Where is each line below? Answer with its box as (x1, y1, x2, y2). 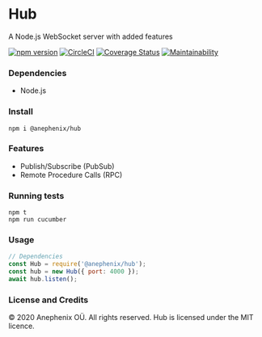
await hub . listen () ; (8, 276, 78, 284)
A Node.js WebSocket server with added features (8, 32, 173, 41)
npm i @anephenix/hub (8, 124, 82, 133)
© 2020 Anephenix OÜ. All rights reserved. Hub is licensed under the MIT (8, 313, 254, 322)
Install (8, 106, 34, 117)
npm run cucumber (8, 216, 67, 224)
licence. (8, 321, 35, 331)
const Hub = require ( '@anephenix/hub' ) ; (8, 260, 147, 268)
